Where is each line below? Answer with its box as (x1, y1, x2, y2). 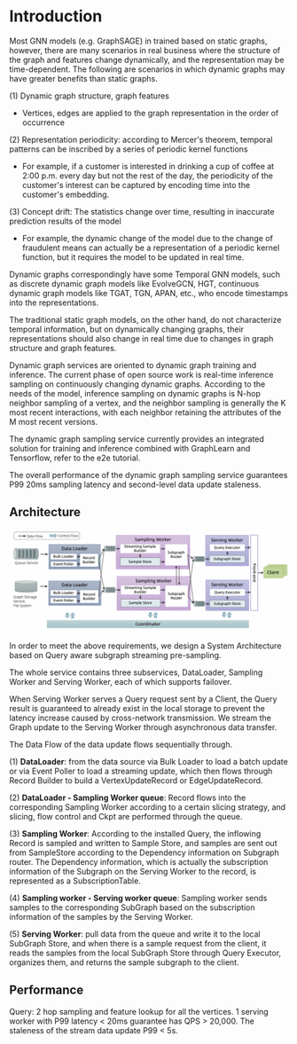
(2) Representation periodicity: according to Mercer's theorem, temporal (9, 134, 273, 145)
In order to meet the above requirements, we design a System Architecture (9, 640, 282, 651)
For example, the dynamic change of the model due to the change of (21, 232, 273, 243)
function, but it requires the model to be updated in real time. (21, 251, 245, 263)
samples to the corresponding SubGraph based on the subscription (9, 902, 255, 913)
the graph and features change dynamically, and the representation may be (9, 54, 285, 65)
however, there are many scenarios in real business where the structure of (9, 44, 281, 55)
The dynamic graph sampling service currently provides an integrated (9, 433, 264, 444)
